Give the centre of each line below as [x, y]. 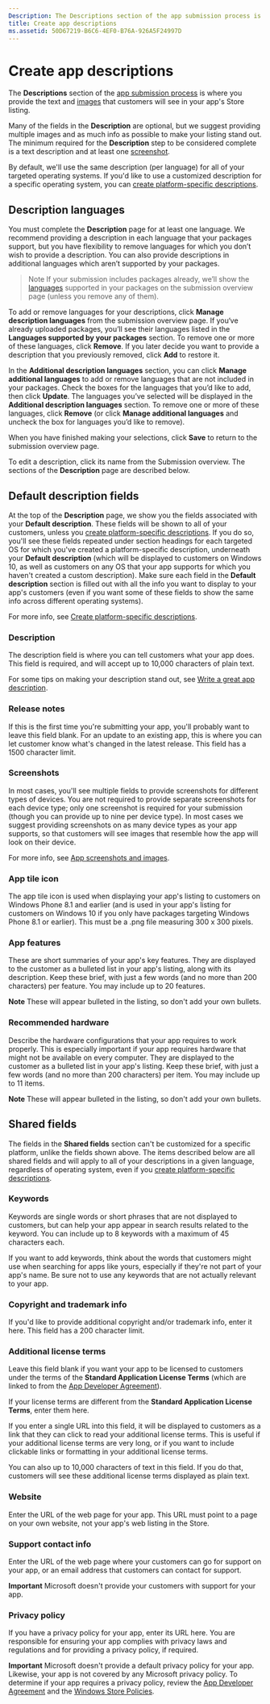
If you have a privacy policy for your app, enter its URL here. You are [122, 1633]
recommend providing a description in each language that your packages [130, 238]
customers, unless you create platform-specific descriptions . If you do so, [131, 532]
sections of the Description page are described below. [100, 471]
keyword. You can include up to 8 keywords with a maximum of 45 [119, 1233]
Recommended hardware [59, 1023]
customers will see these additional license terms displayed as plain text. [129, 1476]
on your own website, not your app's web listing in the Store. [109, 1523]
